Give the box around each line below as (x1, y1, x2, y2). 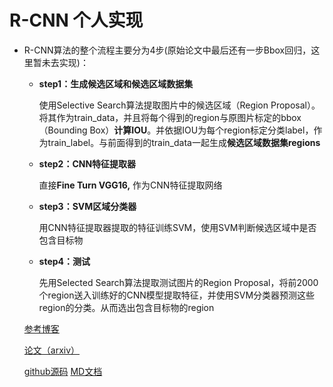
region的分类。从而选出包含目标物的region (38, 301, 215, 313)
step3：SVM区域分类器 (38, 200, 137, 212)
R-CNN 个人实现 (9, 9, 144, 32)
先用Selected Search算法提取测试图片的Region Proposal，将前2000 (38, 276, 319, 288)
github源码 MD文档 (23, 365, 103, 377)
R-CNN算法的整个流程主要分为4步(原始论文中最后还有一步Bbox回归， (23, 44, 312, 56)
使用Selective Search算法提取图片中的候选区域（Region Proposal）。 (38, 99, 321, 111)
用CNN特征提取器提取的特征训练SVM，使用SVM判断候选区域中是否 (38, 221, 317, 233)
